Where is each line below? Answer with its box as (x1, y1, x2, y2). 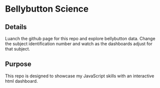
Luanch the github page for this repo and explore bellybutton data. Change (5, 35, 156, 41)
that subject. (5, 46, 30, 52)
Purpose (5, 60, 32, 69)
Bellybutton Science (5, 3, 89, 15)
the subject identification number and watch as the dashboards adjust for (5, 41, 153, 47)
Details (5, 23, 27, 31)
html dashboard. (5, 78, 38, 84)
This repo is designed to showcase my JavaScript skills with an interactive (5, 73, 155, 79)
